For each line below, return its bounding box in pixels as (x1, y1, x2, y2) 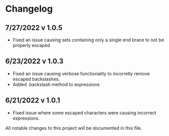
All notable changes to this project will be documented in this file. (5, 125, 143, 131)
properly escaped (12, 42, 50, 48)
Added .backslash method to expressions (12, 81, 100, 87)
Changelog (5, 3, 53, 15)
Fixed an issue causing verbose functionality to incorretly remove (12, 70, 150, 76)
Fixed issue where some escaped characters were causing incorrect (12, 110, 157, 116)
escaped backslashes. (12, 76, 60, 82)
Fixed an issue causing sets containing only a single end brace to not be (12, 37, 164, 43)
